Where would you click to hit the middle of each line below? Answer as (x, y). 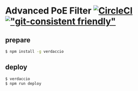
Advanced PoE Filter (48, 11)
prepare (18, 40)
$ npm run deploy (23, 83)
